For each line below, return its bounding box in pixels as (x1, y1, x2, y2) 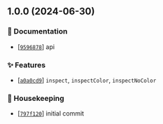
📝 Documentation (7, 27, 68, 36)
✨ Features (7, 60, 46, 69)
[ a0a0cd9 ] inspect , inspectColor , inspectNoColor (17, 76, 157, 84)
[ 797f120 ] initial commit (17, 109, 85, 118)
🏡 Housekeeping (7, 93, 64, 103)
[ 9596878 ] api (17, 42, 55, 51)
